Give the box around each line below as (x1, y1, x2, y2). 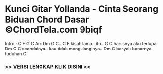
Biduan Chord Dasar (5, 14, 89, 25)
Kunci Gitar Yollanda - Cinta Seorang (5, 3, 159, 15)
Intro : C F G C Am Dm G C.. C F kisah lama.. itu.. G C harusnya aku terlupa (5, 40, 157, 46)
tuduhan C (5, 50, 27, 57)
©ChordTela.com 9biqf (5, 25, 102, 35)
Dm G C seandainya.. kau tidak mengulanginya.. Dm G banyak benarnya (5, 46, 152, 51)
